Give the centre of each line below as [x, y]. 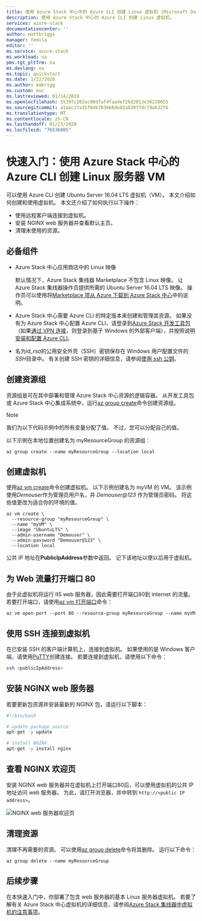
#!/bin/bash [21, 716]
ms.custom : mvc [25, 91]
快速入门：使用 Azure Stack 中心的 [93, 162]
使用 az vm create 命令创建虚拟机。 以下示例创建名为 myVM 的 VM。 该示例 [99, 487]
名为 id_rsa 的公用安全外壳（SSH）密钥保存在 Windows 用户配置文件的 [102, 351]
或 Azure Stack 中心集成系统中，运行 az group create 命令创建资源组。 [93, 402]
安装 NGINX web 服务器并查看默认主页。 [65, 223]
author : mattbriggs [31, 34]
